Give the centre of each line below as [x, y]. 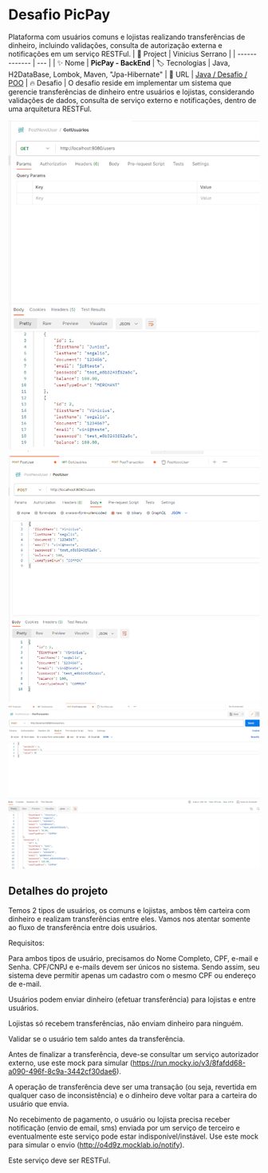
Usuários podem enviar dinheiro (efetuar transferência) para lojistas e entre [132, 999]
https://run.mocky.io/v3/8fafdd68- [189, 1063]
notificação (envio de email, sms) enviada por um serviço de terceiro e [124, 1127]
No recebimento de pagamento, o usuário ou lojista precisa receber [119, 1119]
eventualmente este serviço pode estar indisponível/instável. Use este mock [134, 1136]
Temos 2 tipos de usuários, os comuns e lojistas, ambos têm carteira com [129, 910]
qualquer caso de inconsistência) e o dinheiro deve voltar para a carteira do [133, 1095]
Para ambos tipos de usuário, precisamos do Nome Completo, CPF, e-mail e [134, 958]
